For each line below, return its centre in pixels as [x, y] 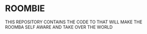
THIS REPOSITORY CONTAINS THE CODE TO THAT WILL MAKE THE [74, 22]
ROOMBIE [25, 8]
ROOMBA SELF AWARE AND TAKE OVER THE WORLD [59, 27]
